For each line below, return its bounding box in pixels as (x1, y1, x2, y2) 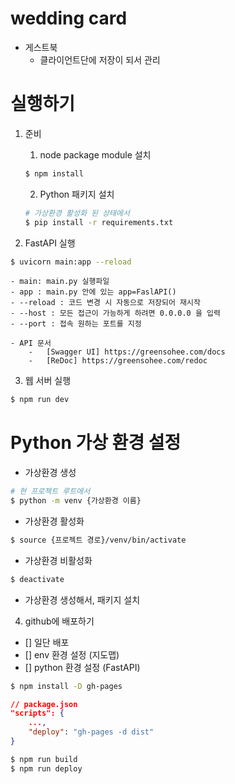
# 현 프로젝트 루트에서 (10, 487, 91, 497)
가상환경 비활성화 (24, 554, 93, 566)
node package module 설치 (39, 148, 152, 161)
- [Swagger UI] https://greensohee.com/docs (28, 347, 226, 357)
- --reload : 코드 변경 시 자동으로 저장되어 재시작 (10, 298, 201, 308)
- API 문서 (10, 338, 52, 349)
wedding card (10, 7, 128, 30)
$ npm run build (10, 754, 78, 764)
